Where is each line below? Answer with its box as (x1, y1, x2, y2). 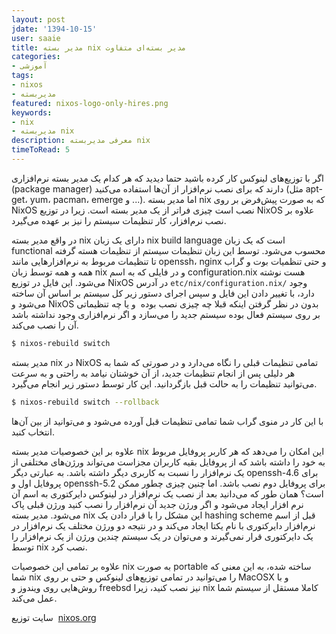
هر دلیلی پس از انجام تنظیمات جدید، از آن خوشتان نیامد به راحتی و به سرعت (11, 367, 296, 379)
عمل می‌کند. (11, 592, 58, 604)
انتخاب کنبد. (11, 426, 55, 438)
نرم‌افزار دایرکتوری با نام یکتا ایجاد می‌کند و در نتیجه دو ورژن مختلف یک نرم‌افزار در (11, 519, 316, 531)
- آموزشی (11, 61, 48, 71)
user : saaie (11, 33, 61, 43)
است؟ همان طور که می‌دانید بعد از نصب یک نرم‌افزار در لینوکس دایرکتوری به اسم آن (11, 487, 324, 500)
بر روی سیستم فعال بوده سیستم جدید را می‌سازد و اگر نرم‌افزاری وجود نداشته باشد (11, 308, 321, 320)
